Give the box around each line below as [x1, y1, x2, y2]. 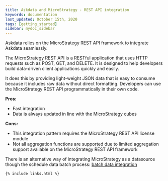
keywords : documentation [5, 12, 57, 17]
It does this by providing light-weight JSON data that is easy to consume [5, 75, 155, 81]
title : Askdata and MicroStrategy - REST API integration [5, 7, 129, 13]
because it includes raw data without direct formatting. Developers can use [5, 81, 161, 87]
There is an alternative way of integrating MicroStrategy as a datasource [5, 156, 155, 162]
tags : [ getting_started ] [5, 21, 57, 27]
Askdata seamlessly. [5, 45, 48, 51]
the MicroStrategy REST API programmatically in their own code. [5, 86, 139, 92]
